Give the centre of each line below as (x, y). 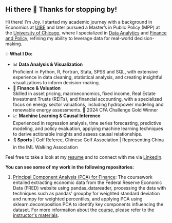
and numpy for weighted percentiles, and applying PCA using (78, 199)
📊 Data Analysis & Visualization (48, 64)
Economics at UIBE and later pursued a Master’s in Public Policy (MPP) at (83, 27)
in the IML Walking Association (45, 147)
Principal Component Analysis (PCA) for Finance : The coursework (83, 177)
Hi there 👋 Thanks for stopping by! (61, 10)
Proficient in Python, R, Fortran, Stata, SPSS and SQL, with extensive (85, 71)
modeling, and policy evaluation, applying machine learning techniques (88, 128)
